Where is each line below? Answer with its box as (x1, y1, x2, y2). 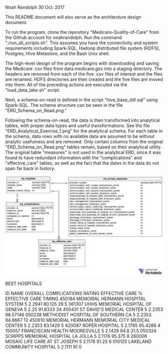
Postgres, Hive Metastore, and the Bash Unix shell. (5, 50, 110, 56)
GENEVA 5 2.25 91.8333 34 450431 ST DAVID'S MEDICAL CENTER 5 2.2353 (5, 306, 163, 312)
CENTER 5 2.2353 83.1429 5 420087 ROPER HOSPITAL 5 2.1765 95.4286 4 (5, 322, 160, 328)
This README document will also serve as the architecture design (5, 14, 141, 20)
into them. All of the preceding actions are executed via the (5, 82, 127, 88)
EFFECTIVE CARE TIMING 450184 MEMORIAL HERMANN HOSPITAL (5, 296, 146, 302)
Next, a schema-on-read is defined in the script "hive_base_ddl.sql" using (5, 97, 158, 103)
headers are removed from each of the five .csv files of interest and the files (5, 71, 163, 77)
